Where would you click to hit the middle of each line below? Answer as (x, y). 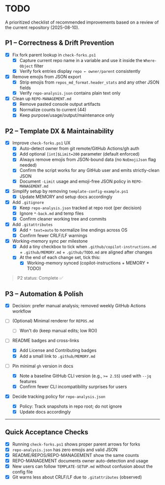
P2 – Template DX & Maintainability (59, 131)
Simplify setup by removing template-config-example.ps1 (70, 191)
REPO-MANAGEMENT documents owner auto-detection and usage (80, 460)
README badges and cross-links (46, 341)
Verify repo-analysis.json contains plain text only (70, 93)
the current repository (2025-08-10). (42, 27)
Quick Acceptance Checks (47, 432)
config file (22, 472)
